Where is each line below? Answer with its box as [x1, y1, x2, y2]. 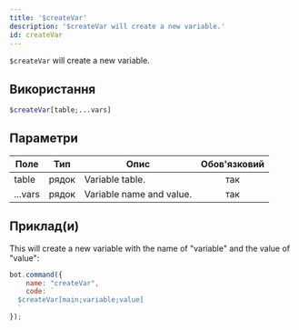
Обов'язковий [200, 157, 265, 170]
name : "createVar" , [25, 278, 100, 287]
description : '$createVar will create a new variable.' [9, 22, 225, 31]
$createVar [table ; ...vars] [9, 105, 112, 115]
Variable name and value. [84, 187, 193, 200]
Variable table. [84, 173, 145, 185]
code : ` [25, 287, 55, 296]
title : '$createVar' [9, 13, 88, 23]
